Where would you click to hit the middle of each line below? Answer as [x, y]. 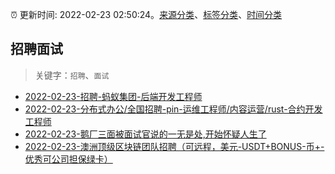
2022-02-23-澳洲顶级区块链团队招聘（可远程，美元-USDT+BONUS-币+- [174, 146]
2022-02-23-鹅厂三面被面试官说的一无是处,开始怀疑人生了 [145, 134]
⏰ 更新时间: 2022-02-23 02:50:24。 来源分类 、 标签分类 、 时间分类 [146, 14]
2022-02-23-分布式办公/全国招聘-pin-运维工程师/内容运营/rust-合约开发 [173, 109]
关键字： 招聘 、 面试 [72, 75]
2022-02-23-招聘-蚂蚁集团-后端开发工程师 [113, 96]
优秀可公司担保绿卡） [68, 159]
